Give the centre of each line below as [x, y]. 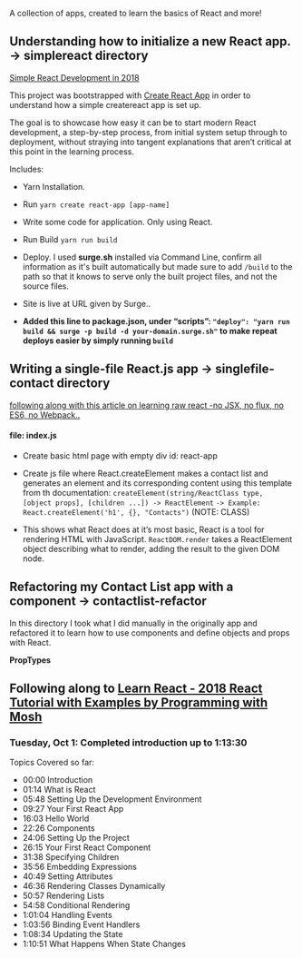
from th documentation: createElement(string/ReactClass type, [143, 492]
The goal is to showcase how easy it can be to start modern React [133, 123]
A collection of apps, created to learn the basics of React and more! [136, 13]
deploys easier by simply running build [98, 341]
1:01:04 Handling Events [67, 915]
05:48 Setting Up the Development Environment [112, 799]
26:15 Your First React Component [87, 847]
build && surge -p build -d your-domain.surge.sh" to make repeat [150, 331]
